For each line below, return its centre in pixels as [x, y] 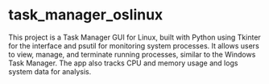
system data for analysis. [50, 71]
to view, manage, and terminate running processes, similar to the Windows [132, 54]
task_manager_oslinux [86, 15]
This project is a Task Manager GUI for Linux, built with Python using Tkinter [135, 37]
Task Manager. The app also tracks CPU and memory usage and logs [123, 63]
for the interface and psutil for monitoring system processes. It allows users [134, 45]
